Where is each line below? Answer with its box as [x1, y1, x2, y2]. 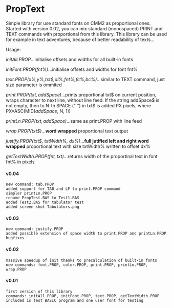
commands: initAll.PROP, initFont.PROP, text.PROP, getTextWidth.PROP [6, 293, 160, 298]
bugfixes [6, 236, 25, 241]
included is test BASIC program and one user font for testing [6, 298, 144, 303]
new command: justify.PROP [6, 226, 63, 232]
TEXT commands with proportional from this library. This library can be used [6, 31, 167, 37]
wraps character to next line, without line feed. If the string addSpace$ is [6, 97, 160, 103]
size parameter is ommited [6, 82, 62, 88]
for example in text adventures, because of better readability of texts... [6, 36, 155, 43]
